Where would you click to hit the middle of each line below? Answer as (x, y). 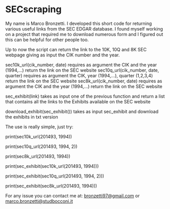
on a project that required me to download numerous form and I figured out (84, 34)
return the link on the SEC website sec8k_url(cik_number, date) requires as (84, 81)
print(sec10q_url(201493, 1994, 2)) (41, 146)
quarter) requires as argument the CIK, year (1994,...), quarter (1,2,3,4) (79, 75)
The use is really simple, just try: (39, 127)
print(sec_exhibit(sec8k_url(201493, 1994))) (51, 186)
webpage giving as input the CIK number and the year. (63, 55)
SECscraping (33, 9)
